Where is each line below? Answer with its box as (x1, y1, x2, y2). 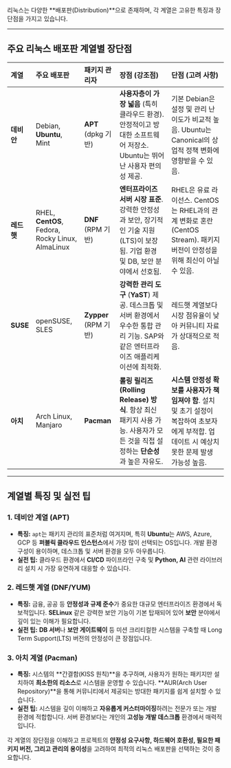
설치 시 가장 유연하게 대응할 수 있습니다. (24, 564, 131, 572)
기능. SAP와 (127, 331, 164, 340)
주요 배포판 (35, 70, 70, 80)
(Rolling (119, 384, 146, 394)
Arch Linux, (35, 411, 73, 421)
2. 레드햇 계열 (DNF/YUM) (7, 583, 91, 593)
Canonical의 (170, 135, 210, 144)
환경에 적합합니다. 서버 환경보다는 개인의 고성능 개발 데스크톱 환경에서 (16, 713, 204, 721)
